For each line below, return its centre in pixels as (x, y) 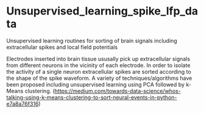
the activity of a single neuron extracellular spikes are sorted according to (99, 71)
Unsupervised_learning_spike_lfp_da (102, 11)
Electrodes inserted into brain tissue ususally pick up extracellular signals (98, 59)
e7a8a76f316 (23, 103)
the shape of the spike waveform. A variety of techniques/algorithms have (99, 78)
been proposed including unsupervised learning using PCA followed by (95, 84)
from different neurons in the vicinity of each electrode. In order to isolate (98, 65)
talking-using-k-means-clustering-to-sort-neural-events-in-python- (92, 97)
